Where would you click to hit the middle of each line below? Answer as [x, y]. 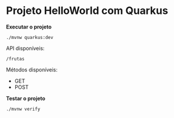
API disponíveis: [25, 48]
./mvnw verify [23, 109]
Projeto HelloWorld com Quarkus [87, 11]
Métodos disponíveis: [32, 69]
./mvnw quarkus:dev [30, 37]
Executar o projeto [29, 27]
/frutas [15, 59]
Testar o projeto [26, 98]
